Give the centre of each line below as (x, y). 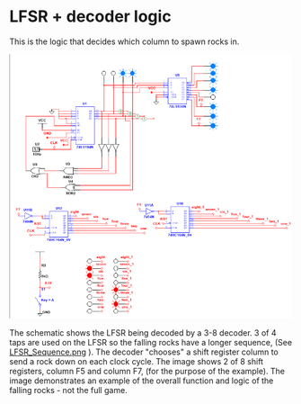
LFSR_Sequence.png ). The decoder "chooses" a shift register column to (144, 352)
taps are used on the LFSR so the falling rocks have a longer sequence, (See (151, 342)
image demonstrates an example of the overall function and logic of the (142, 381)
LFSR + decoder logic (91, 17)
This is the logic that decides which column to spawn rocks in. (124, 41)
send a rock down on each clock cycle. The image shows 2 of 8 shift (136, 361)
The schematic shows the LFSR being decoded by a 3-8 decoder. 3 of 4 (143, 332)
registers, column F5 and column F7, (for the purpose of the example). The (147, 371)
